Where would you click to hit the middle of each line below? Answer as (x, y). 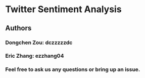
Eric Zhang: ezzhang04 (35, 56)
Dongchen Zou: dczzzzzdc (39, 43)
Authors (18, 28)
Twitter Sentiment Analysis (64, 9)
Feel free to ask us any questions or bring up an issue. (73, 69)
